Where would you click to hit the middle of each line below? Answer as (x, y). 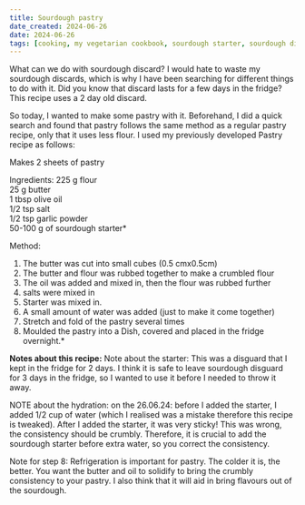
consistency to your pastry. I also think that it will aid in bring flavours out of (151, 481)
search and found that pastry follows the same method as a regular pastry (148, 126)
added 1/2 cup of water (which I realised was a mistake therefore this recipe (151, 415)
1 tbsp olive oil (36, 199)
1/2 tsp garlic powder (49, 218)
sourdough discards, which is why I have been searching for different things (152, 79)
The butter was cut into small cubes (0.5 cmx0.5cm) (120, 264)
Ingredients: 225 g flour (54, 180)
